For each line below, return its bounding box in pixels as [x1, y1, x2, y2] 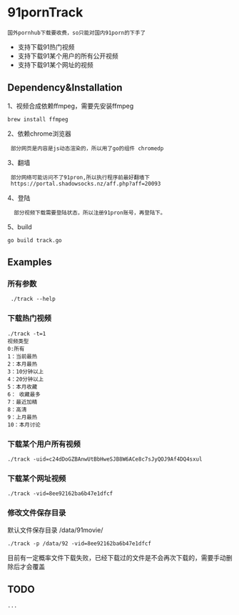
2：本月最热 [7, 360, 38, 368]
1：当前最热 [7, 353, 38, 360]
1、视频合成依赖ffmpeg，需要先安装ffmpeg [7, 101, 134, 110]
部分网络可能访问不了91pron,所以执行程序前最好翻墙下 [10, 174, 150, 181]
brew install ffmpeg [7, 116, 69, 123]
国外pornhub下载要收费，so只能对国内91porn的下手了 [7, 29, 146, 36]
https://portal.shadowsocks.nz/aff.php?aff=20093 [10, 180, 161, 187]
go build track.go [7, 236, 62, 244]
